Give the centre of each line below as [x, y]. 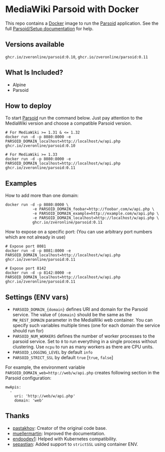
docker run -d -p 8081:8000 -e [38, 251]
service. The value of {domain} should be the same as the [72, 315]
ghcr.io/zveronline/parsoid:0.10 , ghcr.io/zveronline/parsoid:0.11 [76, 56]
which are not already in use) [35, 237]
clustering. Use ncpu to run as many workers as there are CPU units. [83, 347]
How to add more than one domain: [42, 196]
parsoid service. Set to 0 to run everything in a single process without [85, 341]
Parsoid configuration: [28, 378]
